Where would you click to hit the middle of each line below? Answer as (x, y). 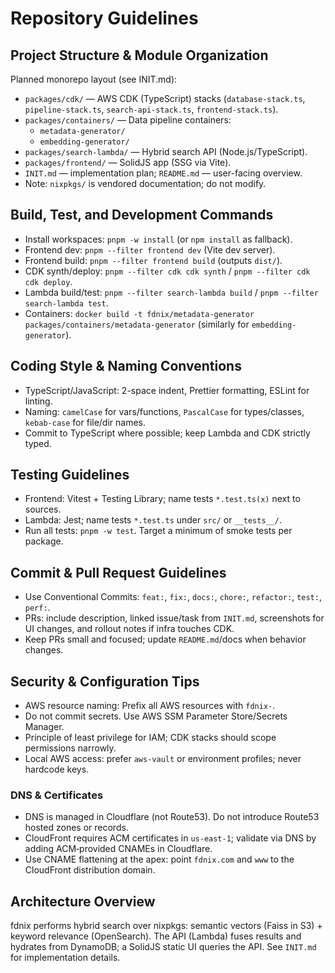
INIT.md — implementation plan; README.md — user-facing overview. (163, 173)
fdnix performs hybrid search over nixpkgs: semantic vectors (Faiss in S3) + (166, 926)
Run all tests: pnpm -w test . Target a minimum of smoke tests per (158, 531)
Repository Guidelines (104, 18)
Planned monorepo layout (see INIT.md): (94, 79)
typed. (38, 443)
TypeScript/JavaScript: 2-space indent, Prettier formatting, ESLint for (167, 390)
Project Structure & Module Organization (139, 55)
